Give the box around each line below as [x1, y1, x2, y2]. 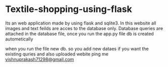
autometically [5, 36, 34, 42]
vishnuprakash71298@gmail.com [5, 56, 74, 62]
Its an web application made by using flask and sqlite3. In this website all [5, 20, 156, 26]
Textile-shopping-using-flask [5, 3, 132, 15]
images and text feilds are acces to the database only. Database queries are [5, 25, 163, 31]
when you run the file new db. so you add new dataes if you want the [5, 45, 149, 51]
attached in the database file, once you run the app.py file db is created [5, 30, 154, 36]
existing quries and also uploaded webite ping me [5, 51, 108, 57]
